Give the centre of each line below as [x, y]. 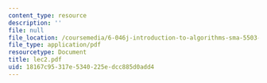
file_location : [33, 38]
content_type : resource [48, 15]
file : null [26, 30]
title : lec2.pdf [35, 60]
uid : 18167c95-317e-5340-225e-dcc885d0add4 [81, 67]
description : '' [35, 23]
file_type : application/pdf [55, 45]
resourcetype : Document [48, 52]
